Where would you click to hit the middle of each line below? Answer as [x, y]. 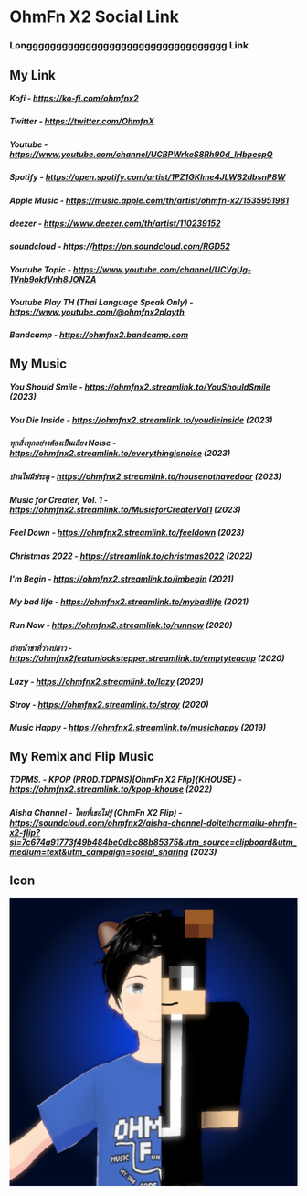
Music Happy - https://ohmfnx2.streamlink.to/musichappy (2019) [138, 728]
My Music [38, 363]
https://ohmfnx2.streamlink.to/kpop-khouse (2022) [111, 789]
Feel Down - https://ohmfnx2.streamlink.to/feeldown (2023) [127, 533]
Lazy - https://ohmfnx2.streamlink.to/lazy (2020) [106, 681]
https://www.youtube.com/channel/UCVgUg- [162, 269]
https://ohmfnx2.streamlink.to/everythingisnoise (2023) [120, 454]
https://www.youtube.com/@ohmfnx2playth [97, 312]
